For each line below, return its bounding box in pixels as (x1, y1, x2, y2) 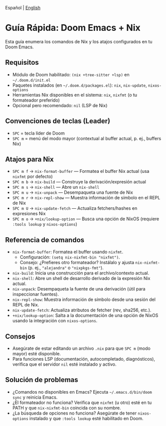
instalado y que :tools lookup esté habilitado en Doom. (29, 415, 144, 421)
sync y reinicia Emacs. (12, 394, 58, 400)
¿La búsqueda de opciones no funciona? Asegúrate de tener (12, 410, 137, 416)
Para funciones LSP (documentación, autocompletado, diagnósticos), (12, 356, 156, 362)
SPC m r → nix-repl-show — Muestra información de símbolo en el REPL (12, 195, 161, 201)
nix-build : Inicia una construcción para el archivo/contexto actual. (12, 270, 150, 276)
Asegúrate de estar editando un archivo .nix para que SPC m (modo (12, 345, 151, 351)
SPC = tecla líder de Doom (12, 130, 65, 136)
